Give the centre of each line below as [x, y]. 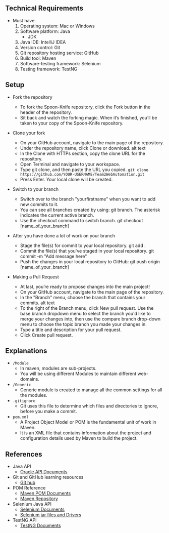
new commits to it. [39, 204]
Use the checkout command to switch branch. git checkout [81, 220]
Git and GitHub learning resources [48, 477]
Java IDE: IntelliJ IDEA [43, 42]
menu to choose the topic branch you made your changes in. [83, 324]
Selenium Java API [32, 504]
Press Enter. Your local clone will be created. [66, 179]
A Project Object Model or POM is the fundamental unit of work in [88, 422]
